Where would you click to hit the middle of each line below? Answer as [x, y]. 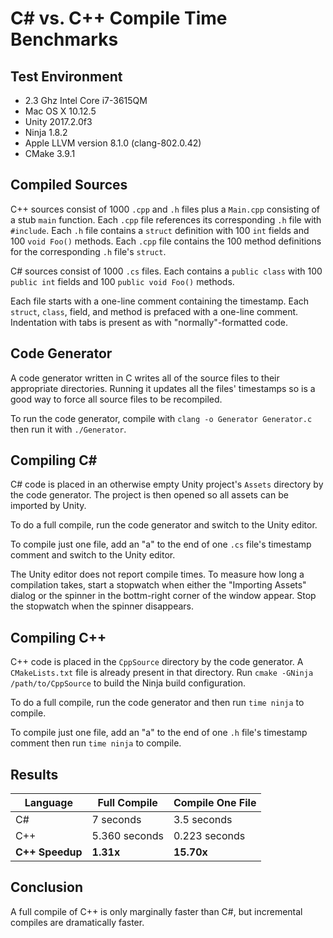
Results [34, 774]
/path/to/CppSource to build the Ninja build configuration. [128, 683]
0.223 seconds [209, 836]
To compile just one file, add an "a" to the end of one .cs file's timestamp [161, 544]
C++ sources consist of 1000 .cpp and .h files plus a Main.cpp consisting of [165, 209]
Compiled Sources [69, 185]
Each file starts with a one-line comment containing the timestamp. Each [160, 301]
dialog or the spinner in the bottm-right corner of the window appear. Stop [163, 596]
